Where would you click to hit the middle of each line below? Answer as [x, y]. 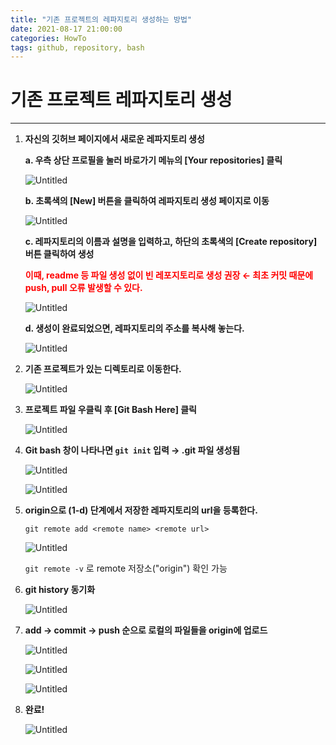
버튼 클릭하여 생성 [59, 254]
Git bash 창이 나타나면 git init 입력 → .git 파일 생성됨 [132, 450]
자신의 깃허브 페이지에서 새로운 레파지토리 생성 [114, 139]
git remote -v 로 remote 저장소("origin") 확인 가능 [126, 568]
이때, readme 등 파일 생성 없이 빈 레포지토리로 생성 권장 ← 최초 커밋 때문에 [169, 275]
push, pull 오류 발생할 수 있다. [83, 288]
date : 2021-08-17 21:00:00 [66, 29]
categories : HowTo [48, 38]
